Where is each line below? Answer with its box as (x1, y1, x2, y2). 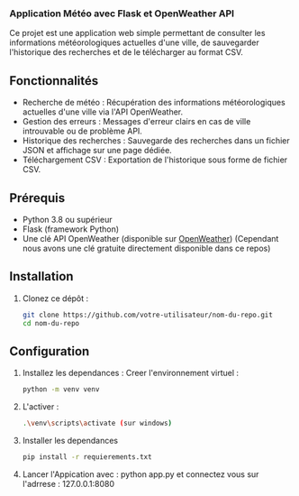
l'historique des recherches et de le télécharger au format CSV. (9, 47, 243, 58)
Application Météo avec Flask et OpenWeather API (9, 7, 235, 20)
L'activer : (22, 401, 59, 412)
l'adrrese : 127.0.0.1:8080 (22, 478, 115, 489)
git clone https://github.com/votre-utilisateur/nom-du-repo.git (22, 310, 273, 319)
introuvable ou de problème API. (22, 125, 142, 137)
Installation (9, 269, 74, 284)
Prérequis (9, 190, 66, 206)
